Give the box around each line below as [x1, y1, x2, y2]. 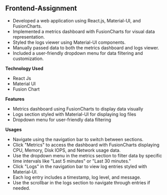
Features [5, 96, 24, 102]
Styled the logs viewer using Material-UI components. [12, 39, 126, 45]
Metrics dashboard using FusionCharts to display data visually [12, 105, 144, 112]
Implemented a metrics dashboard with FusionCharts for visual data [12, 28, 155, 35]
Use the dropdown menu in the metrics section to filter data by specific [12, 152, 162, 158]
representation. [12, 34, 45, 40]
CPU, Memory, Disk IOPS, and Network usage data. [12, 147, 121, 153]
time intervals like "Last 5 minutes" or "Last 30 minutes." [12, 158, 131, 164]
